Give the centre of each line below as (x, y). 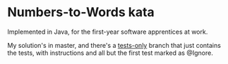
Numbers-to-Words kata (81, 12)
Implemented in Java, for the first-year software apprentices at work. (108, 32)
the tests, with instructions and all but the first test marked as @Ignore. (110, 53)
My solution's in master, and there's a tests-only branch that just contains (114, 45)
